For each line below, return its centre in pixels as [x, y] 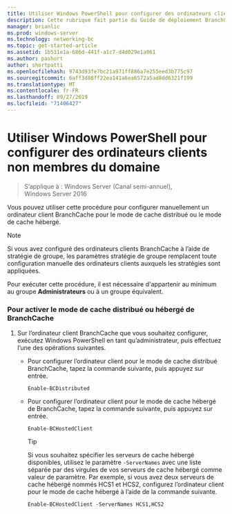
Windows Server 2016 [56, 194]
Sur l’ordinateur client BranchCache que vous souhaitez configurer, [113, 333]
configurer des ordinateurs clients [107, 153]
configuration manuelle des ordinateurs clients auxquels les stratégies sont [114, 263]
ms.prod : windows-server [43, 33]
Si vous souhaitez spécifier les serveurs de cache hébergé [111, 455]
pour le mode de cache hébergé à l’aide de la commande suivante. [122, 492]
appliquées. [24, 270]
